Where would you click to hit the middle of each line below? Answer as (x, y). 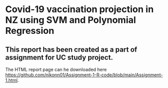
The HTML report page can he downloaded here (56, 70)
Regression (30, 31)
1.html (11, 80)
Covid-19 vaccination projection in (79, 9)
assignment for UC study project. (59, 57)
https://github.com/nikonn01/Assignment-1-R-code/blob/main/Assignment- (84, 75)
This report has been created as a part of (71, 49)
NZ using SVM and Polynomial (71, 20)
